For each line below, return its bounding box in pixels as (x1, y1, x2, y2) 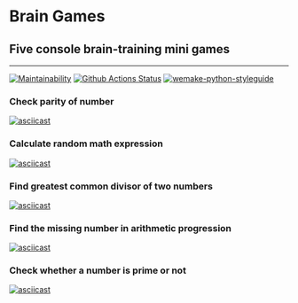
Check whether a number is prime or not (9, 264, 186, 276)
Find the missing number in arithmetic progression (9, 221, 232, 234)
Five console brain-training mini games (9, 42, 231, 57)
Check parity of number (9, 95, 114, 107)
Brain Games (9, 6, 106, 27)
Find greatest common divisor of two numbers (9, 180, 213, 192)
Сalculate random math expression (9, 137, 164, 150)
